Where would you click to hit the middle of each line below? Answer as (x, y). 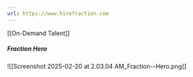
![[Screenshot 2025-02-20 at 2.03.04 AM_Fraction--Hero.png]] (97, 66)
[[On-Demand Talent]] (38, 33)
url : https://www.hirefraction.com (58, 13)
